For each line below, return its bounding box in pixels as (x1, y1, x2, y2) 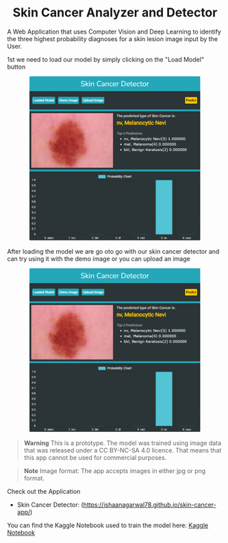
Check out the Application (7, 487, 81, 496)
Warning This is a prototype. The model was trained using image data (23, 439, 222, 447)
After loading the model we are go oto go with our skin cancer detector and (7, 247, 220, 255)
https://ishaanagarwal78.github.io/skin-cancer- (83, 500, 217, 509)
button (7, 62, 26, 71)
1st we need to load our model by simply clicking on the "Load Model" (7, 55, 204, 63)
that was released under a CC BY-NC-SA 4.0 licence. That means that (23, 446, 222, 455)
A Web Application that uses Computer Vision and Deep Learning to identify (7, 27, 221, 36)
